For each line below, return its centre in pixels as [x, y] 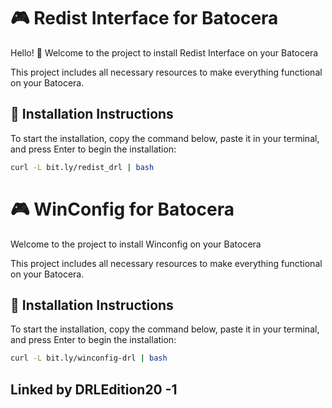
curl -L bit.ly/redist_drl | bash [82, 167]
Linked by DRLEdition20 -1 [94, 389]
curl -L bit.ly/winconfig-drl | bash [89, 358]
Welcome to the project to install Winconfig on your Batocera [136, 244]
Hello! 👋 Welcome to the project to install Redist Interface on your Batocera [164, 52]
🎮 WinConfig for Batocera [122, 209]
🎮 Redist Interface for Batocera [144, 18]
